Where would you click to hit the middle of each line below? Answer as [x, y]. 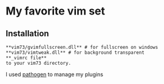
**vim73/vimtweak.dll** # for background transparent [75, 53]
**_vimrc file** [26, 58]
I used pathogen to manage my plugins [55, 74]
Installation [27, 34]
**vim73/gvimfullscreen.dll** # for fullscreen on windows [82, 47]
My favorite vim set [56, 11]
